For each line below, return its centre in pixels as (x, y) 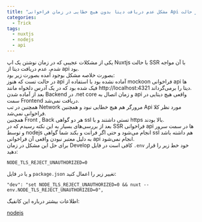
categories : (22, 17)
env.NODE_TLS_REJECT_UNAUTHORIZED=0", (55, 190)
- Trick (22, 23)
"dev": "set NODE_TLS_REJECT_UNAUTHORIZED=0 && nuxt (74, 184)
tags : (13, 28)
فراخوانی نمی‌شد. (27, 113)
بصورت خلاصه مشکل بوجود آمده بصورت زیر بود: (61, 75)
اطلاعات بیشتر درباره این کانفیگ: (43, 201)
